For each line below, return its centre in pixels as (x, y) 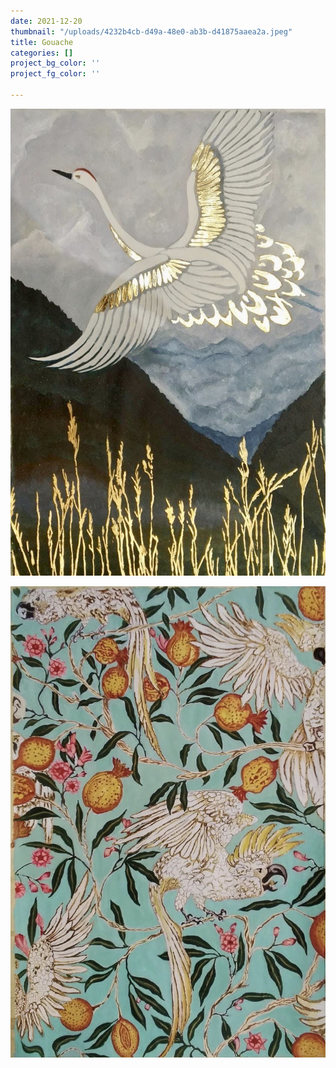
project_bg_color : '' (55, 63)
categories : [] (42, 53)
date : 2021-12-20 (46, 21)
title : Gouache (42, 42)
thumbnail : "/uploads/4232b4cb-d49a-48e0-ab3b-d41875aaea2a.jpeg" (151, 31)
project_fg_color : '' (55, 74)
